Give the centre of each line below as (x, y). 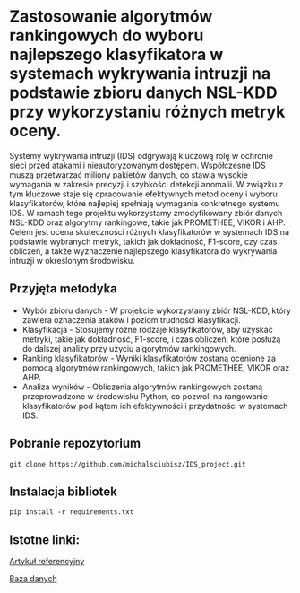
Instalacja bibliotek (64, 491)
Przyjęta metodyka (64, 289)
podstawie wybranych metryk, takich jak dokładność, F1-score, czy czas (143, 241)
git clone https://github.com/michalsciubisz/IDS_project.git (128, 464)
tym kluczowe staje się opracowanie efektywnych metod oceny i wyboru (143, 194)
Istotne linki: (45, 540)
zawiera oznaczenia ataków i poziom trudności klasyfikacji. (131, 319)
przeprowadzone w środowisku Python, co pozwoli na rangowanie (145, 396)
